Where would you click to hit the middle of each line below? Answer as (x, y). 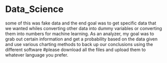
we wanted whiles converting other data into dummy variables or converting (84, 28)
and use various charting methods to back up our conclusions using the (79, 44)
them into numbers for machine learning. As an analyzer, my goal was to (79, 33)
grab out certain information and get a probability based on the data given (81, 39)
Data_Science (34, 9)
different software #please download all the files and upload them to (75, 49)
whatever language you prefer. (37, 55)
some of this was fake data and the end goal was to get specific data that (81, 23)
